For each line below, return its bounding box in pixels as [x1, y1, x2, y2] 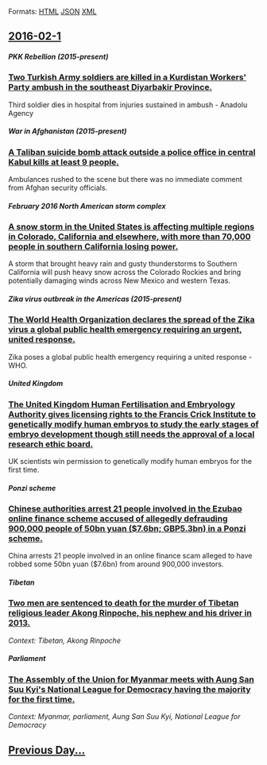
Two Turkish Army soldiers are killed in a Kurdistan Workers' [8, 71, 247, 83]
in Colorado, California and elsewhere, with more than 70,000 [8, 231, 251, 242]
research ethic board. [8, 439, 94, 450]
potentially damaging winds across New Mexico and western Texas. [8, 276, 230, 285]
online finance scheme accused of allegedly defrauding [8, 513, 228, 524]
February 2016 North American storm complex [8, 201, 166, 211]
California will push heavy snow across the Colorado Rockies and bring [8, 268, 242, 277]
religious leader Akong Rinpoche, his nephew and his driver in [8, 608, 252, 619]
